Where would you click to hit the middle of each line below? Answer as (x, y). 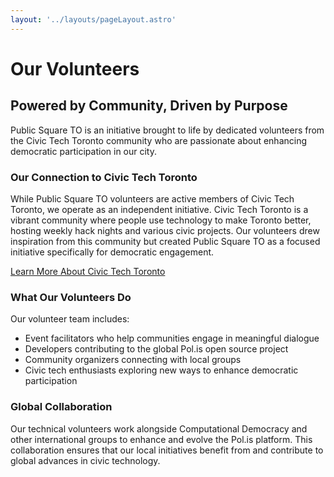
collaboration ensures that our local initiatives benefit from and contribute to (167, 450)
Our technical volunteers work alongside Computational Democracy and (159, 428)
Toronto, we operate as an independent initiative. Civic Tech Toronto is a (159, 209)
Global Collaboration (61, 407)
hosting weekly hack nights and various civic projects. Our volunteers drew (165, 230)
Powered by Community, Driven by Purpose (149, 106)
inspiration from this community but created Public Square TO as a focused (165, 241)
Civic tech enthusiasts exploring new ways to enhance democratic (161, 370)
